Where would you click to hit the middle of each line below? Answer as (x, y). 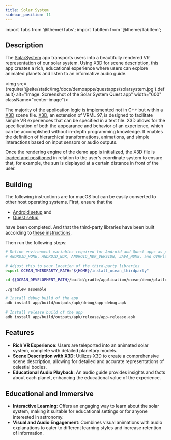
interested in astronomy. (38, 417)
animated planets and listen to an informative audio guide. (66, 74)
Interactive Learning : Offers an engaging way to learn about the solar (86, 406)
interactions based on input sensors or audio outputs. (61, 142)
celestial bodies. (30, 367)
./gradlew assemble (26, 289)
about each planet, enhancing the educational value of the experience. (87, 377)
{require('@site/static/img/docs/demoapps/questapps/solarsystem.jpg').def (85, 89)
